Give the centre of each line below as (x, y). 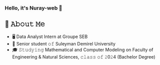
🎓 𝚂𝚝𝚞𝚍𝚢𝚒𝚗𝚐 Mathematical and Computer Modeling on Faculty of (83, 49)
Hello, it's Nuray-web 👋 (34, 8)
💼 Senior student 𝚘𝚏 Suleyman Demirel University (64, 43)
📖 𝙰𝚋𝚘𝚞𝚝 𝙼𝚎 (25, 24)
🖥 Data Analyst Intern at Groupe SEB (50, 36)
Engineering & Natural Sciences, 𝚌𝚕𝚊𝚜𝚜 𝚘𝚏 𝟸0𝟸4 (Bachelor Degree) (84, 56)
